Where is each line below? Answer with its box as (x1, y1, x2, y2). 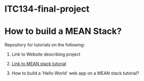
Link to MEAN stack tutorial (11, 61, 67, 67)
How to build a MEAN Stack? (4, 26, 122, 37)
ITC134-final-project (4, 3, 90, 15)
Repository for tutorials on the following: (4, 42, 85, 48)
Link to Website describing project (11, 51, 81, 57)
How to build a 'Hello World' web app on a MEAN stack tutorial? (11, 70, 140, 76)
